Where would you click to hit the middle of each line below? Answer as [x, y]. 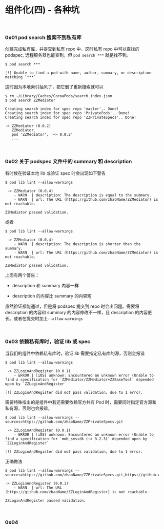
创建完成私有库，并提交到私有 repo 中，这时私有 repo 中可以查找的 [72, 49]
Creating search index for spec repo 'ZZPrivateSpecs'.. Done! [71, 118]
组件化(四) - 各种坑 [42, 10]
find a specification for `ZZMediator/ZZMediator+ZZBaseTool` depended [79, 380]
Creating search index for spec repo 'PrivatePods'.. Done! [68, 113]
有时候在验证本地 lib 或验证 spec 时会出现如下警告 [55, 173]
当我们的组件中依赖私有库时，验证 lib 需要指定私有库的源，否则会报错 [75, 353]
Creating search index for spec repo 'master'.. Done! [62, 109]
